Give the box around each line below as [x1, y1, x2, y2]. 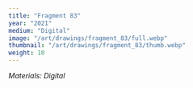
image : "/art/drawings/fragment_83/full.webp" [8, 34, 168, 42]
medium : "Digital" [8, 26, 70, 34]
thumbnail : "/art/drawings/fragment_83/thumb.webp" [8, 42, 186, 50]
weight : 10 [8, 49, 45, 57]
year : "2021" [8, 19, 52, 27]
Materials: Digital [8, 71, 65, 80]
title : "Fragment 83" [8, 11, 82, 20]
